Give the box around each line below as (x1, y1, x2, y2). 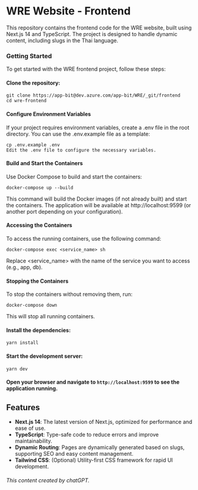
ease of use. (14, 425, 46, 432)
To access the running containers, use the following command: (6, 235, 162, 243)
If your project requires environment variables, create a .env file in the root (6, 124, 190, 131)
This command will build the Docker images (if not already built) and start (6, 195, 187, 202)
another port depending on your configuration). (6, 208, 123, 215)
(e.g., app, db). (6, 264, 43, 271)
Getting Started (6, 52, 52, 60)
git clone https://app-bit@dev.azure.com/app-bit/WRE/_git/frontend (6, 92, 181, 98)
